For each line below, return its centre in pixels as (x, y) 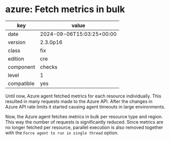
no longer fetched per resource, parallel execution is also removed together (84, 127)
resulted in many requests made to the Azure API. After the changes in (79, 101)
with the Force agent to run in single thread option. (62, 132)
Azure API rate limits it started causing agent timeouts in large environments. (85, 107)
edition (16, 58)
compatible (21, 83)
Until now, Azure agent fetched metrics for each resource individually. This (83, 96)
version (17, 42)
